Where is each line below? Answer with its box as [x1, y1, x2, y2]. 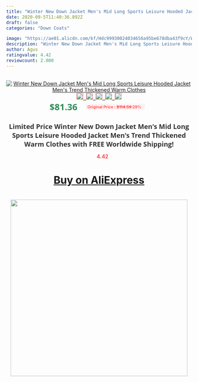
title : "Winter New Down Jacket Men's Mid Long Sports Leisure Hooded [6, 8, 183, 15]
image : [6, 36, 22, 42]
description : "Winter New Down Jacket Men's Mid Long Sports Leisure [6, 41, 181, 47]
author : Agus [6, 46, 38, 53]
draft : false [6, 19, 38, 25]
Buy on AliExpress [53, 174, 145, 187]
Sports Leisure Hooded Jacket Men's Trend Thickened [12, 130, 186, 140]
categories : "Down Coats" [6, 25, 70, 31]
